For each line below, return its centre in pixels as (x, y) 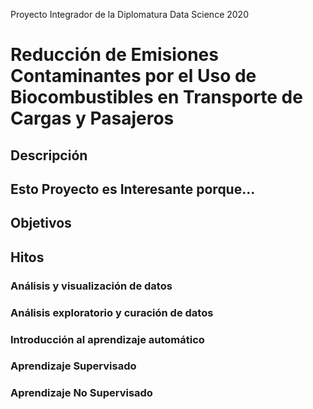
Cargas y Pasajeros (92, 118)
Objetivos (41, 223)
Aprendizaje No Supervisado (81, 393)
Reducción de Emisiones (114, 55)
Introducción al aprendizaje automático (107, 339)
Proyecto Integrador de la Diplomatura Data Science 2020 (129, 14)
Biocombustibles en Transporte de (156, 97)
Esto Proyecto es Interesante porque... (133, 189)
